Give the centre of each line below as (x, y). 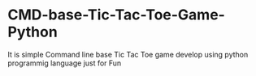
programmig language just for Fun (65, 63)
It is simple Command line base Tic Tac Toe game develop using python (128, 54)
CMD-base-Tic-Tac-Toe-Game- (116, 15)
